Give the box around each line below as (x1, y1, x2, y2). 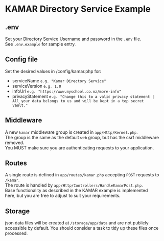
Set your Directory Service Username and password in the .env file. (5, 36, 141, 42)
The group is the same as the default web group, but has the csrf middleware (5, 134, 159, 140)
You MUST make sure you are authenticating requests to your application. (5, 145, 154, 150)
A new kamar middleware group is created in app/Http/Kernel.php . (5, 129, 138, 135)
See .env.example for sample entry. (5, 41, 76, 47)
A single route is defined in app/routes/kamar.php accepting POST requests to (5, 172, 159, 178)
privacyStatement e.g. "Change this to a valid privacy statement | (12, 93, 155, 99)
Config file (5, 55, 38, 64)
